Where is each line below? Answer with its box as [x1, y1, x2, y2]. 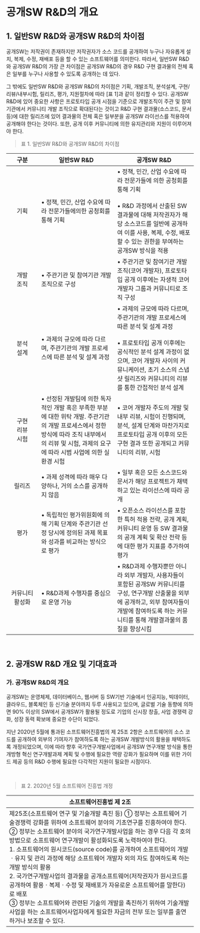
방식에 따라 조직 [41, 430, 83, 438]
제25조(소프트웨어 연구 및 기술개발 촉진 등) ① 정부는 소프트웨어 [9, 809, 180, 817]
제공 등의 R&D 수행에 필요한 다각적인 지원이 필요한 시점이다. [12, 758, 152, 765]
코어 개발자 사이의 [131, 357, 179, 365]
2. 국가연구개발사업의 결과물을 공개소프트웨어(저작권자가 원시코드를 [9, 872, 188, 880]
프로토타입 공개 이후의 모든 [117, 430, 188, 438]
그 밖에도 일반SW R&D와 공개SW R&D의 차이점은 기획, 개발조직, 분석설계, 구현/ [6, 83, 190, 90]
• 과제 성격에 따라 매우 [41, 473, 101, 481]
